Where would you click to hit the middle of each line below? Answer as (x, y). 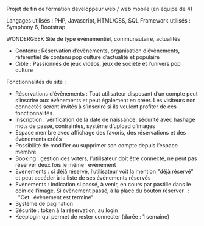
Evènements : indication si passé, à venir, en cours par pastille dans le (103, 184)
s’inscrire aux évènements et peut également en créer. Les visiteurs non (105, 100)
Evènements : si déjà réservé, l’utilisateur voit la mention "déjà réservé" (104, 171)
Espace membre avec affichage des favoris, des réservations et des (100, 132)
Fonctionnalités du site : (36, 82)
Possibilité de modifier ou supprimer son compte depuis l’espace (97, 145)
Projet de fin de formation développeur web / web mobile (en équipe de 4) (100, 9)
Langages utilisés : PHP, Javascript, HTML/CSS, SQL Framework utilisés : (98, 20)
